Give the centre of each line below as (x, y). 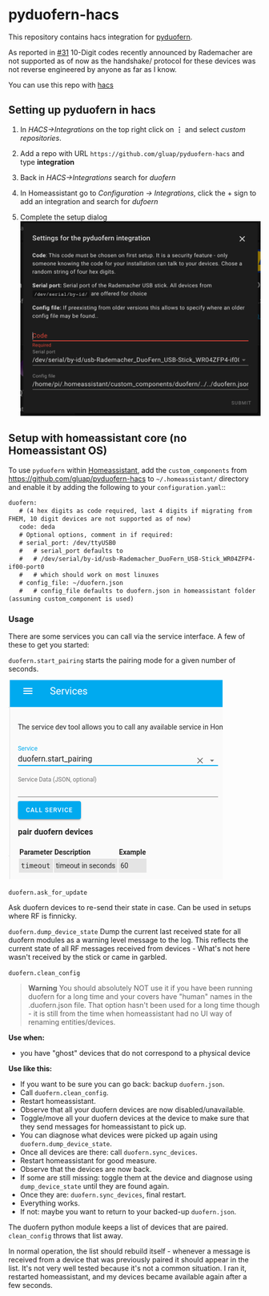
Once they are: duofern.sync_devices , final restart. (103, 1195)
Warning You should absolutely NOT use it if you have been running (140, 988)
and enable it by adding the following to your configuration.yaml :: (117, 487)
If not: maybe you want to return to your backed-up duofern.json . (128, 1212)
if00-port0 (26, 567)
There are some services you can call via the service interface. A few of (127, 636)
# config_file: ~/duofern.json (71, 583)
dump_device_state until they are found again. (94, 1186)
